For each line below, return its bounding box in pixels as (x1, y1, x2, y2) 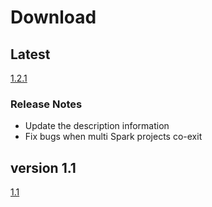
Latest (10, 46, 51, 63)
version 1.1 (10, 159, 77, 176)
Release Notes (10, 97, 83, 111)
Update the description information (24, 120, 170, 132)
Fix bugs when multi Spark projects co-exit (24, 131, 203, 143)
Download (10, 6, 97, 29)
